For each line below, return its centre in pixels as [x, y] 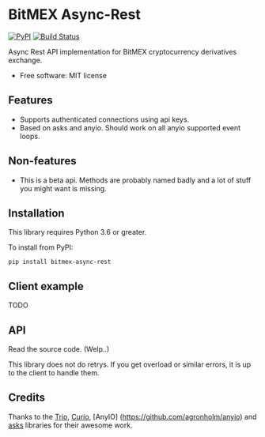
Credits [27, 398]
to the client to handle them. [54, 373]
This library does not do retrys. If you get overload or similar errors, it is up [130, 364]
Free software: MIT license [63, 75]
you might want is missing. [63, 188]
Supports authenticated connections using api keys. [104, 119]
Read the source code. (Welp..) [59, 349]
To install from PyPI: [41, 247]
